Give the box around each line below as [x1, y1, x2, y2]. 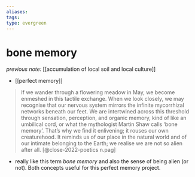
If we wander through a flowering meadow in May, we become [20, 89, 175, 96]
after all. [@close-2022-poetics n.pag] [20, 146, 116, 154]
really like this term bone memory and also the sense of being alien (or [14, 158, 189, 165]
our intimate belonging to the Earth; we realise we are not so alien [20, 140, 183, 147]
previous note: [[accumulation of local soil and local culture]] [6, 65, 156, 73]
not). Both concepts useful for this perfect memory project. [14, 164, 161, 172]
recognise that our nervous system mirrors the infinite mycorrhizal [20, 101, 184, 109]
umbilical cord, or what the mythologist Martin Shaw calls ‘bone [20, 121, 178, 128]
